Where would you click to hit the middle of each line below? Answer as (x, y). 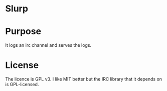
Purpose (23, 32)
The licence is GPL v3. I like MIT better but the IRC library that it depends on (83, 79)
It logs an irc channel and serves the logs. (48, 45)
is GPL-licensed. (22, 85)
